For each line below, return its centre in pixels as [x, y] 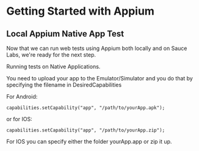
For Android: [22, 97]
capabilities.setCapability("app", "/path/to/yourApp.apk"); [86, 108]
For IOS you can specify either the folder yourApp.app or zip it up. [89, 142]
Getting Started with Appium [80, 11]
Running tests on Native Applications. [53, 66]
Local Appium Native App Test [65, 34]
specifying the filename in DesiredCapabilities [64, 85]
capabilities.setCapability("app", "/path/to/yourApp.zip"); [86, 130]
